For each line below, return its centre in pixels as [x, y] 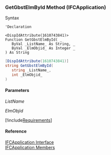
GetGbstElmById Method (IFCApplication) [55, 7]
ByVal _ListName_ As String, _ [44, 44]
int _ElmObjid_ [27, 75]
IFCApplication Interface [30, 142]
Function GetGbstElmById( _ [34, 40]
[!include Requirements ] [29, 120]
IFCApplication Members [30, 148]
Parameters [17, 90]
